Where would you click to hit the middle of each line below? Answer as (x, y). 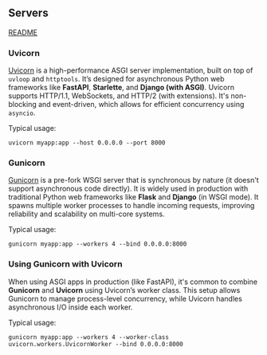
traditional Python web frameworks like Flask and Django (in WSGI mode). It (133, 197)
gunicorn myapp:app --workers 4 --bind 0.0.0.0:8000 (98, 244)
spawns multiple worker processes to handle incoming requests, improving (132, 206)
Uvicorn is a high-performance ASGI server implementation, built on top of (131, 70)
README (23, 32)
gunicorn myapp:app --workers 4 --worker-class (89, 337)
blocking (23, 105)
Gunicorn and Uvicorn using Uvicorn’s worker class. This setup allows (124, 290)
